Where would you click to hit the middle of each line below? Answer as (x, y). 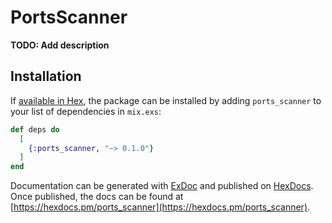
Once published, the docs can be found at (97, 197)
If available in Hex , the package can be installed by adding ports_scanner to (166, 100)
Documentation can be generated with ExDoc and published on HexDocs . (162, 186)
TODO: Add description (60, 45)
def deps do (35, 129)
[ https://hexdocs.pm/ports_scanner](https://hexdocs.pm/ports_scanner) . (160, 207)
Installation (46, 76)
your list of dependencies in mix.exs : (86, 111)
